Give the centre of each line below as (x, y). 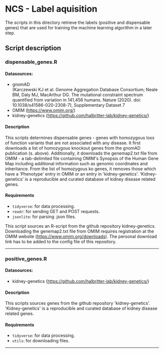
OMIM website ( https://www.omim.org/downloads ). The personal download (81, 236)
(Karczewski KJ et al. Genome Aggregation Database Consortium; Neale (85, 90)
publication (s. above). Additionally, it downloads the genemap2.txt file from (81, 153)
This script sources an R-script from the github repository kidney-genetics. (81, 226)
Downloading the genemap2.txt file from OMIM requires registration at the (80, 231)
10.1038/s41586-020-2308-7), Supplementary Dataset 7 (69, 105)
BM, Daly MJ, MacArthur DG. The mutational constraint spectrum (77, 95)
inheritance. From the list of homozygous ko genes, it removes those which (81, 169)
